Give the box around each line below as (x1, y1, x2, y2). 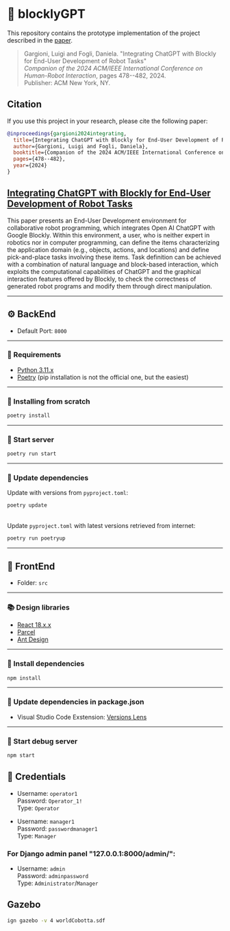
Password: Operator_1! (16, 796, 83, 805)
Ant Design (16, 635, 49, 644)
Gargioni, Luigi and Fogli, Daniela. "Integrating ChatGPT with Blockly (23, 49, 217, 58)
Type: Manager (16, 831, 57, 840)
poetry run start (7, 450, 57, 457)
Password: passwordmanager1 (16, 824, 98, 833)
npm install (7, 674, 41, 682)
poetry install (7, 412, 51, 419)
